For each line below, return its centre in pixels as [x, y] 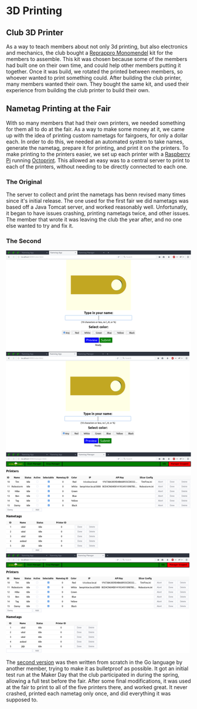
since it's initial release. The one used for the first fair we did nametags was [97, 201]
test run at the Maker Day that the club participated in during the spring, [93, 674]
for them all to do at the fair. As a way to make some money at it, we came [95, 129]
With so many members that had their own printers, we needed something [96, 123]
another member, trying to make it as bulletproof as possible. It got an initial [97, 668]
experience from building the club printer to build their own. [78, 90]
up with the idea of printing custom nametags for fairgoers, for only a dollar [97, 135]
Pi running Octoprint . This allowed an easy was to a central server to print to [98, 160]
